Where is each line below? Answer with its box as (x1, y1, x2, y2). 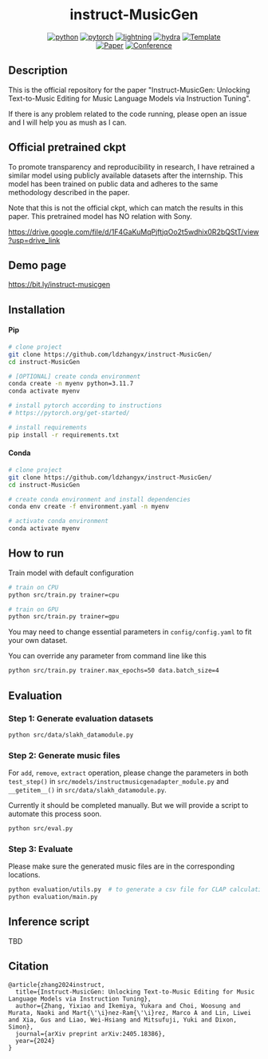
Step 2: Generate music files (8, 749, 121, 761)
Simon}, (8, 1022, 34, 1031)
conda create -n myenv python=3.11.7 (8, 380, 134, 388)
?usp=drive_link (8, 235, 61, 245)
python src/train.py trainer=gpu (8, 613, 120, 621)
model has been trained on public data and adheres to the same (8, 178, 219, 189)
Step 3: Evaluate (8, 843, 73, 854)
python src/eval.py (8, 825, 73, 833)
